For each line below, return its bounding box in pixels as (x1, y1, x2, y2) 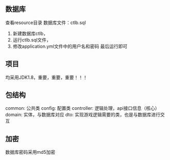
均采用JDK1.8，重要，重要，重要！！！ (5, 74, 88, 81)
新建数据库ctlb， (12, 30, 48, 36)
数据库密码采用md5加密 (5, 149, 55, 155)
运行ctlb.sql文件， (12, 36, 51, 43)
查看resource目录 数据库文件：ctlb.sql (5, 19, 86, 26)
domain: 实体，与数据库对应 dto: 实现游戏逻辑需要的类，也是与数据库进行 (5, 112, 161, 118)
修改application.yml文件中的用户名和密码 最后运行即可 (12, 43, 127, 49)
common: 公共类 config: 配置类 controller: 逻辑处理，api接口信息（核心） (5, 105, 160, 111)
